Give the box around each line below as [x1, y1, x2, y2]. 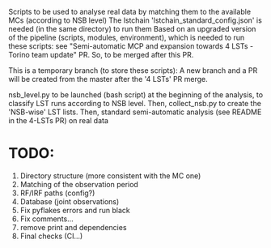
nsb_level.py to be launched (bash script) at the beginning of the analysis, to [8, 90, 264, 100]
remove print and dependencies [19, 222, 127, 232]
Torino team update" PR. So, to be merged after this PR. [8, 50, 194, 59]
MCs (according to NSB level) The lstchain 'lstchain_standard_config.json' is [8, 15, 263, 25]
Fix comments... [19, 214, 74, 224]
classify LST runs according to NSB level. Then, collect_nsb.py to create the [8, 99, 261, 108]
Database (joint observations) [19, 196, 120, 206]
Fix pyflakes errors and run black [19, 205, 131, 215]
